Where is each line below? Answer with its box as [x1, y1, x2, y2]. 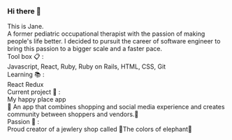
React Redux [7, 80, 44, 89]
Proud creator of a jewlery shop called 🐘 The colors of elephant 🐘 [7, 125, 192, 134]
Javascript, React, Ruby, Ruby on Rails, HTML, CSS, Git [7, 62, 166, 71]
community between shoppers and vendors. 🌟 [7, 110, 139, 118]
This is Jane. [7, 22, 44, 31]
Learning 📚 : [7, 70, 45, 79]
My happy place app [7, 95, 66, 104]
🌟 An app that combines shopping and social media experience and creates [7, 103, 225, 111]
